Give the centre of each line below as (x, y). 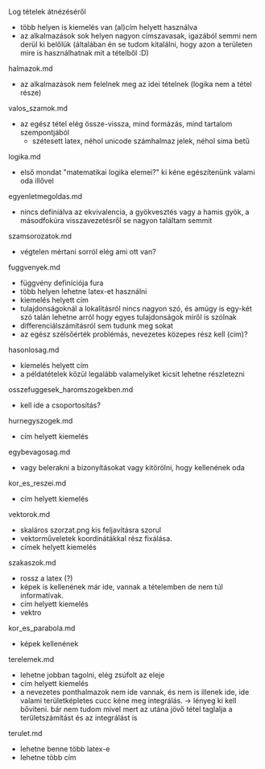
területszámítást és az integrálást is (79, 717)
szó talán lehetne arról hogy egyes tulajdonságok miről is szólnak (128, 317)
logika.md (25, 157)
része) (31, 93)
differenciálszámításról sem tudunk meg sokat (96, 326)
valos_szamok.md (38, 108)
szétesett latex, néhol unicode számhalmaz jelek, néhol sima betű (141, 141)
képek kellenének (49, 644)
